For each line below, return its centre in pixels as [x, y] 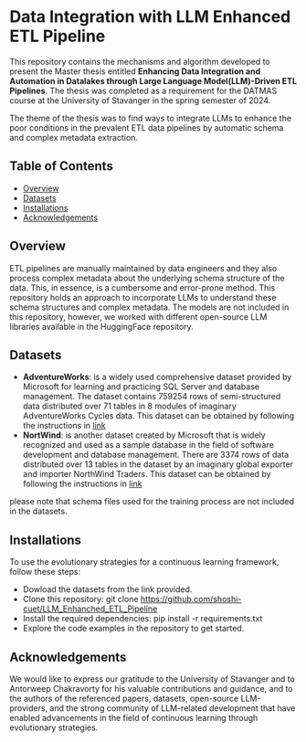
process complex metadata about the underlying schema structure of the [147, 278]
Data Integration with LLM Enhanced [150, 17]
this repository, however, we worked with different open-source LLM [138, 316]
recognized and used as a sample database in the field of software [148, 445]
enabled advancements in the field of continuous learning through [134, 718]
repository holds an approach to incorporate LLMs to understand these [143, 297]
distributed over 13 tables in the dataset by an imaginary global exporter [158, 464]
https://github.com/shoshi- [191, 599]
